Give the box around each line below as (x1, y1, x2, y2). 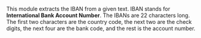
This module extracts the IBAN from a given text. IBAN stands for (6, 6, 170, 12)
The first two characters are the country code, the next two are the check (6, 18, 192, 25)
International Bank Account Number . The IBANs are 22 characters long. (6, 12, 190, 19)
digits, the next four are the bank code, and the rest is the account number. (6, 25, 196, 32)
